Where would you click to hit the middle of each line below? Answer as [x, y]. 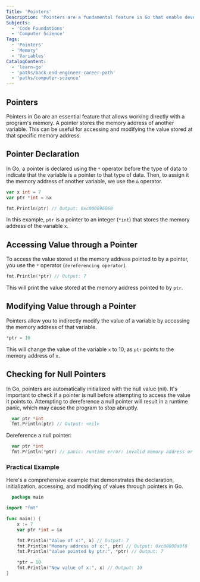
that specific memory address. [44, 135]
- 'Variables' [29, 56]
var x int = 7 [24, 192]
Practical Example [33, 467]
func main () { [24, 519]
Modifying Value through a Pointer [71, 306]
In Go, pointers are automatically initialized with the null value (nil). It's [92, 389]
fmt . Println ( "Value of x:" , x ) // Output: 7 [73, 540]
